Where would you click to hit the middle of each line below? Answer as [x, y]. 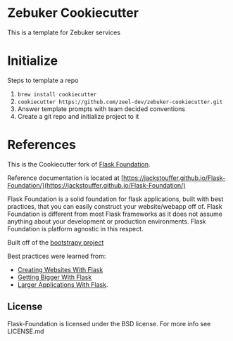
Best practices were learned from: [57, 256]
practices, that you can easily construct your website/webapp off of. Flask [115, 206]
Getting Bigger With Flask [55, 277]
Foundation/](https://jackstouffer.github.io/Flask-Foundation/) [96, 185]
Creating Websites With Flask [60, 269]
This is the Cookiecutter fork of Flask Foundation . [79, 164]
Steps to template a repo [43, 80]
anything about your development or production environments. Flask [107, 221]
